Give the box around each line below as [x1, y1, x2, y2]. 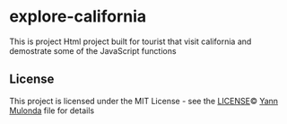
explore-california [9, 6, 147, 27]
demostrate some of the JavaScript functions [9, 45, 177, 56]
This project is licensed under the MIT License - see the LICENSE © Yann [9, 95, 279, 106]
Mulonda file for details [9, 105, 95, 116]
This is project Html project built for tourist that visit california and [9, 36, 252, 47]
